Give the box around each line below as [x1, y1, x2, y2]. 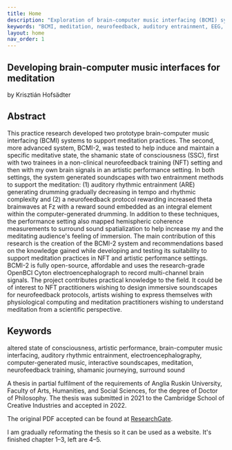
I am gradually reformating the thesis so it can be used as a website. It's [7, 428, 212, 436]
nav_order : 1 [7, 36, 45, 43]
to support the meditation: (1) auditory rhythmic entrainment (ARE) [7, 180, 195, 189]
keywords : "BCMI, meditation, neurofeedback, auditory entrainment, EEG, [7, 23, 224, 30]
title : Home [7, 10, 41, 17]
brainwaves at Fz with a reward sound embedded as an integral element [7, 202, 213, 211]
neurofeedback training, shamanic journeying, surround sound [7, 366, 185, 374]
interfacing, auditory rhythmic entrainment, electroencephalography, [7, 350, 202, 359]
